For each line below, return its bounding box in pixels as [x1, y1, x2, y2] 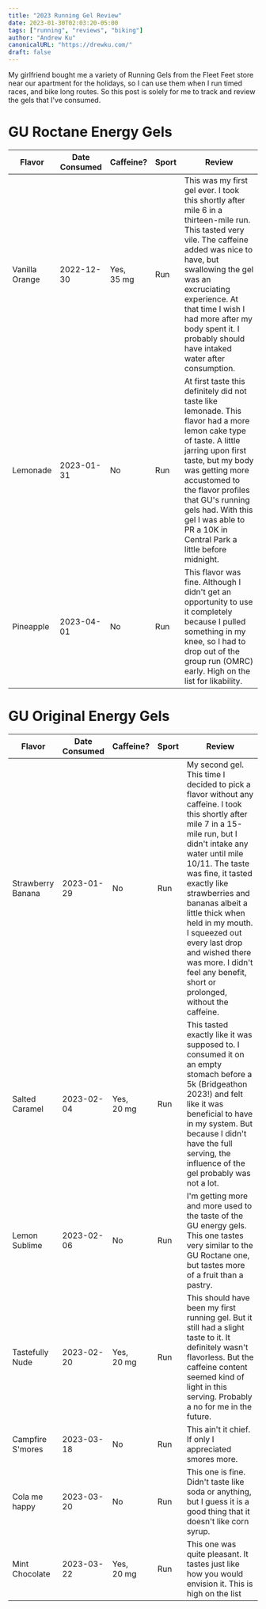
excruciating [184, 283, 231, 294]
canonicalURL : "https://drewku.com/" [8, 41, 133, 49]
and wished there [186, 947, 252, 958]
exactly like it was [186, 1029, 253, 1040]
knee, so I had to [184, 636, 246, 647]
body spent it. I [184, 323, 240, 334]
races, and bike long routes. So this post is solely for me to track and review [8, 87, 256, 96]
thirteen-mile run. [184, 214, 251, 226]
